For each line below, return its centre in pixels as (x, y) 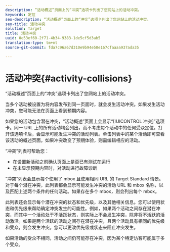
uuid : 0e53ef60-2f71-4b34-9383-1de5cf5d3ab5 (53, 38)
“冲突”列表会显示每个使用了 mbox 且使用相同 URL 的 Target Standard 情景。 (84, 179)
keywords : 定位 (20, 15)
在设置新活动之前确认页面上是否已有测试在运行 (61, 162)
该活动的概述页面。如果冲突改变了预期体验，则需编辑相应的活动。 (74, 140)
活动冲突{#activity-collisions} (69, 78)
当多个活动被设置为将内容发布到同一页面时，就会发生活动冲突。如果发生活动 (85, 104)
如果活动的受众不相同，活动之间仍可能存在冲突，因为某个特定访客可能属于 (83, 238)
